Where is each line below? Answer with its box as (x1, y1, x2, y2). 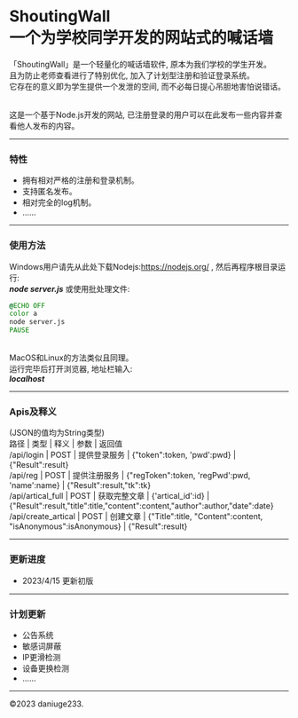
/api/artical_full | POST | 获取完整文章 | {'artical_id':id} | (9, 491, 210, 501)
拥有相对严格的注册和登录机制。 (21, 175, 139, 185)
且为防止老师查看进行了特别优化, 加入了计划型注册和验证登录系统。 (9, 69, 255, 81)
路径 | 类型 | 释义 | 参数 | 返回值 (9, 438, 123, 449)
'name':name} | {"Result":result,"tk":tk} (9, 480, 152, 491)
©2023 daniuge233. (9, 698, 84, 709)
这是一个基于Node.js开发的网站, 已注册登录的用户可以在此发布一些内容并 (9, 109, 275, 120)
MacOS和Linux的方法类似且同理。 (9, 352, 134, 363)
